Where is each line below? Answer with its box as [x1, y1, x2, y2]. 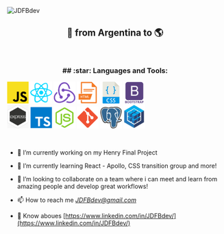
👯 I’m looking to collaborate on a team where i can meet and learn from [16, 175, 218, 183]
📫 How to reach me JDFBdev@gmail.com [16, 196, 137, 205]
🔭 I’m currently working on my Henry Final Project [16, 148, 158, 157]
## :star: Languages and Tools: [62, 66, 168, 75]
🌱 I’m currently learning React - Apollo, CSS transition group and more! [16, 161, 217, 170]
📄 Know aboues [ [16, 212, 66, 220]
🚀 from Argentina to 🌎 [66, 27, 164, 39]
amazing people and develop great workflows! [16, 182, 149, 191]
